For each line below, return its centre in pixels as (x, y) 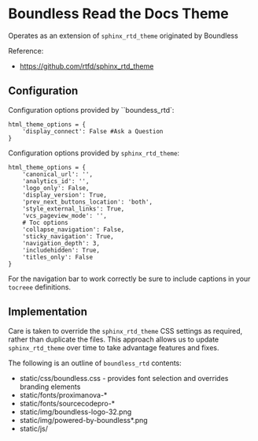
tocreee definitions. (40, 287)
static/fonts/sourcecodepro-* (67, 403)
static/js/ (34, 428)
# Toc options (45, 222)
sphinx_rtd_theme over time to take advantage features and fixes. (114, 347)
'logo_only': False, (56, 188)
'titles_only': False (57, 257)
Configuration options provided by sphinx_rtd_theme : (94, 153)
